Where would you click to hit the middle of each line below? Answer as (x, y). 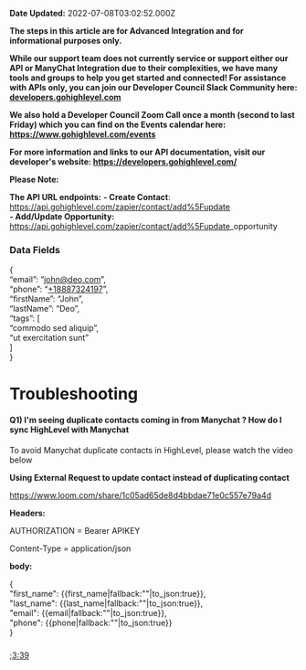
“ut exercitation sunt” (49, 338)
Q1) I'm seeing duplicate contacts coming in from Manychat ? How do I (146, 420)
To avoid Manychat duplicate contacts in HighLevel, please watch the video (152, 450)
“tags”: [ (25, 318)
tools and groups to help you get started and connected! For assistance (148, 78)
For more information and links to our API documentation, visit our (137, 152)
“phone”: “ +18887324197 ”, (59, 289)
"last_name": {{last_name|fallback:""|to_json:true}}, (106, 603)
